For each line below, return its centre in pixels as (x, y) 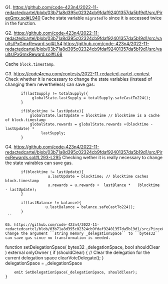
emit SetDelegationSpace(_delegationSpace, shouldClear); (76, 272)
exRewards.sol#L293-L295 (33, 157)
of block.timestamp (25, 120)
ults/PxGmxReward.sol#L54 (34, 44)
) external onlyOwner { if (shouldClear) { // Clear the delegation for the (77, 252)
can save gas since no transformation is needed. (58, 238)
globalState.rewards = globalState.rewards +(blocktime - (91, 124)
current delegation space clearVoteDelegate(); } (54, 258)
